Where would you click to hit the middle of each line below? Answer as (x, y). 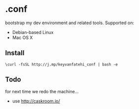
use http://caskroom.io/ (36, 101)
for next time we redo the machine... (42, 91)
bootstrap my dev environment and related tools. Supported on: (70, 23)
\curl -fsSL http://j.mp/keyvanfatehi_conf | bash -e (62, 64)
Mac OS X (22, 37)
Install (15, 53)
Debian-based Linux (33, 32)
